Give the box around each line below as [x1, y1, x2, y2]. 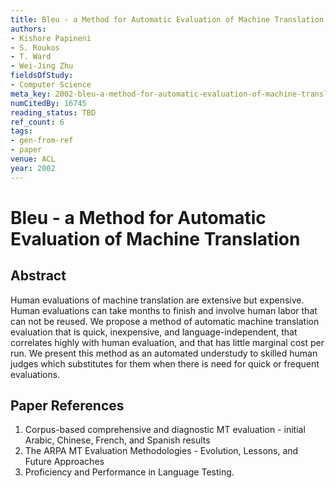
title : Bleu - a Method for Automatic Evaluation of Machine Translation [10, 14, 325, 25]
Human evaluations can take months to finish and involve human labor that [10, 304, 318, 316]
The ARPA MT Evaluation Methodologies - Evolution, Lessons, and [24, 445, 299, 457]
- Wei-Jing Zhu [10, 61, 74, 71]
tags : [10, 126, 33, 136]
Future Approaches [24, 456, 105, 468]
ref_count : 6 [10, 117, 65, 127]
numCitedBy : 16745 [10, 98, 87, 108]
